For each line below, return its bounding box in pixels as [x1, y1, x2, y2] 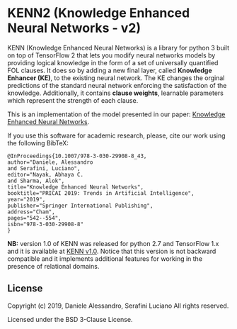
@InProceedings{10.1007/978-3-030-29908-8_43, [7, 152, 147, 160]
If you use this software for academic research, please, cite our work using [7, 131, 226, 140]
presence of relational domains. [7, 262, 100, 270]
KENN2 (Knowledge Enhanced [7, 5, 190, 21]
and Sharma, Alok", [7, 177, 65, 184]
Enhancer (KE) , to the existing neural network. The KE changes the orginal [7, 73, 225, 82]
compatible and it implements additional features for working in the [7, 254, 203, 263]
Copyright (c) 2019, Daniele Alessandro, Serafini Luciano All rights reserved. [7, 301, 229, 310]
